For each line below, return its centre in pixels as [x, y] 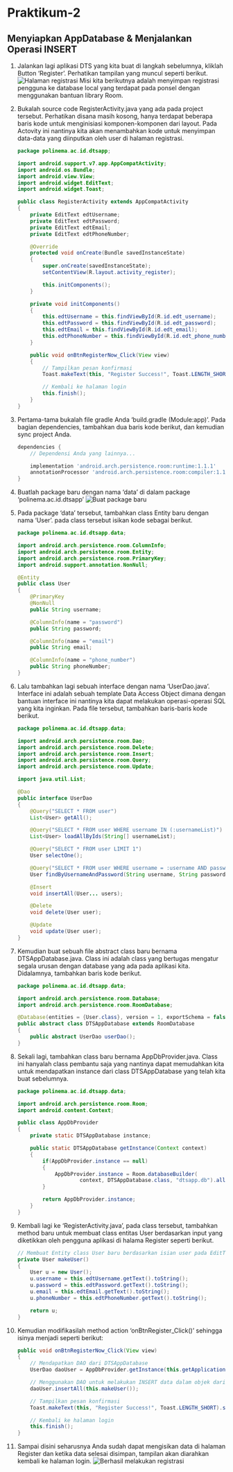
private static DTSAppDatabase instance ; [90, 1136]
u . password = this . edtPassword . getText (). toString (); [109, 1285]
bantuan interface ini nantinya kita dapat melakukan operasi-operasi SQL [121, 701]
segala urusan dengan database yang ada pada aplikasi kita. [104, 966]
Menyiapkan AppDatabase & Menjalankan [100, 38]
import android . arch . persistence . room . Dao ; [81, 741]
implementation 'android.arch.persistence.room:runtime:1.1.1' [123, 466]
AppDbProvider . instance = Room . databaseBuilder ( [126, 1174]
